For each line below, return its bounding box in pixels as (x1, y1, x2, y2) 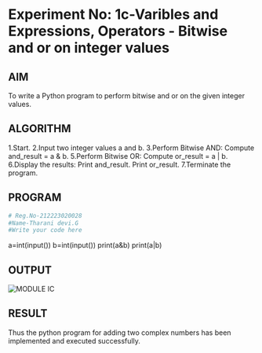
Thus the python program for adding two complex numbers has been (8, 328, 231, 337)
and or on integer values (8, 39, 170, 57)
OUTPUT (8, 263, 53, 277)
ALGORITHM (8, 122, 71, 135)
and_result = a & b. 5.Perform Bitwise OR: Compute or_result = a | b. (8, 151, 228, 160)
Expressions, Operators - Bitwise (8, 22, 228, 40)
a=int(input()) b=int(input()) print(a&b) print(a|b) (8, 241, 162, 250)
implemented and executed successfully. (8, 336, 141, 345)
